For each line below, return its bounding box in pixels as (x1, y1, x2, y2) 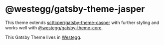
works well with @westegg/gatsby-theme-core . (5, 24, 103, 30)
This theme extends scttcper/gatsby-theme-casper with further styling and (5, 20, 160, 25)
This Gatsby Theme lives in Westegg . (5, 34, 82, 40)
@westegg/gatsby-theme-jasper (5, 3, 145, 15)
